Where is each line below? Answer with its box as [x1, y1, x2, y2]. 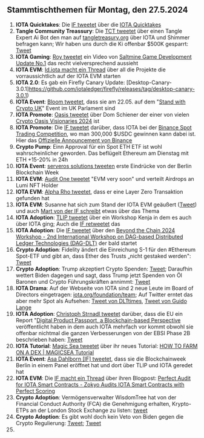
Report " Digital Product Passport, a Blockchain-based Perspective [15, 316, 181, 324]
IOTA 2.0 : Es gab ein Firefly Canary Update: [15, 79, 125, 86]
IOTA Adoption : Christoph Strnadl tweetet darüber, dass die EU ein [15, 310, 183, 317]
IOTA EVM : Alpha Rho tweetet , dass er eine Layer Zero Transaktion [15, 188, 183, 195]
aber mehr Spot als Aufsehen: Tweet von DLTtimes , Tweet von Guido [15, 297, 187, 304]
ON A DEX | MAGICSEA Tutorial [15, 348, 94, 356]
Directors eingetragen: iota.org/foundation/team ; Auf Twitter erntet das [15, 290, 193, 298]
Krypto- [172, 400, 191, 407]
